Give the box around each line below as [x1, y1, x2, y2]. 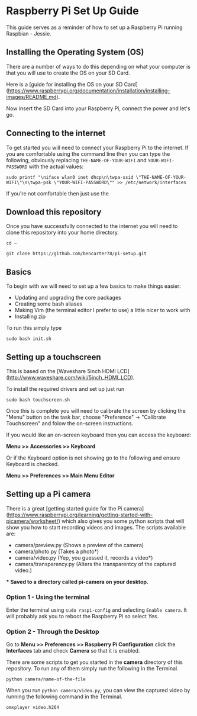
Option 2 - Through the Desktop [6, 628, 99, 636]
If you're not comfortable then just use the [6, 190, 109, 197]
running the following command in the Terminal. [6, 693, 122, 700]
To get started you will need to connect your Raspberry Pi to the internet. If [6, 144, 189, 151]
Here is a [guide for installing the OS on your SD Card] [6, 81, 138, 88]
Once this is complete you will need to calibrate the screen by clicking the [6, 407, 186, 414]
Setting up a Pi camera [6, 489, 91, 499]
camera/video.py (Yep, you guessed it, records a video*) [14, 554, 153, 561]
